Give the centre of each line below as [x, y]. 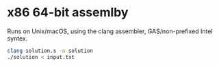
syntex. [17, 38]
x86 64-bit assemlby [68, 13]
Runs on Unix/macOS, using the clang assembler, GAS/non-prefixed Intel [110, 31]
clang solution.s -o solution [50, 51]
